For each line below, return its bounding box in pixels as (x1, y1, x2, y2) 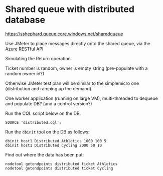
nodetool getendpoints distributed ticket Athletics (5, 161, 118, 166)
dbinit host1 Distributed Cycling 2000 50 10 (5, 143, 102, 148)
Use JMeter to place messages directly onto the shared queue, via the (5, 40, 150, 46)
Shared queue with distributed (5, 4, 134, 15)
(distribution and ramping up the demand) (5, 85, 92, 91)
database (5, 14, 46, 26)
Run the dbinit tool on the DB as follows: (5, 129, 90, 135)
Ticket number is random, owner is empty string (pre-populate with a (5, 65, 148, 71)
